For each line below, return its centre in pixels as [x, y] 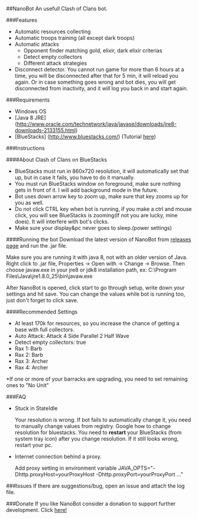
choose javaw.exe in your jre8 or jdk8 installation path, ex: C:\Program [91, 270]
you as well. [29, 202]
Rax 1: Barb [28, 349]
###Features [22, 20]
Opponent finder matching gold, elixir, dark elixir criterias [93, 50]
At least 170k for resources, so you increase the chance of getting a [97, 323]
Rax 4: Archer [31, 367]
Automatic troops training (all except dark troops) [74, 38]
